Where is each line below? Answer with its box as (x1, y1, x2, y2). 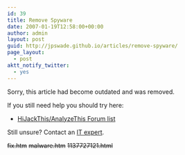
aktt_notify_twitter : (7, 62, 70, 69)
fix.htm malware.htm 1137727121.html (7, 141, 113, 149)
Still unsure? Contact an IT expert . (7, 128, 105, 136)
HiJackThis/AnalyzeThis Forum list (17, 114, 116, 122)
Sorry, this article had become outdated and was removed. (7, 88, 175, 96)
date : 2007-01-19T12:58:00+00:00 (7, 23, 104, 30)
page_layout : (7, 49, 45, 56)
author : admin (7, 29, 49, 37)
